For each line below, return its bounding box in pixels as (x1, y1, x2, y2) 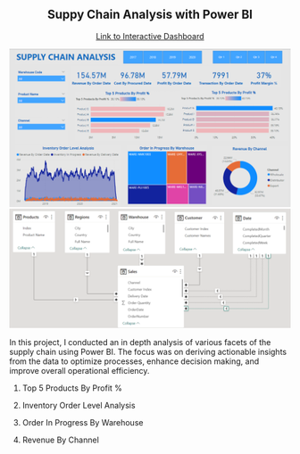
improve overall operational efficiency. (9, 366, 150, 376)
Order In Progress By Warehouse (21, 417, 144, 428)
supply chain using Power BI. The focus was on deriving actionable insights (9, 347, 287, 358)
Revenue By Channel (21, 434, 100, 445)
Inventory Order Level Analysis (21, 400, 136, 411)
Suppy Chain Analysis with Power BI (47, 7, 253, 22)
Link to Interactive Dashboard (96, 30, 204, 41)
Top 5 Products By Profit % (21, 383, 123, 393)
